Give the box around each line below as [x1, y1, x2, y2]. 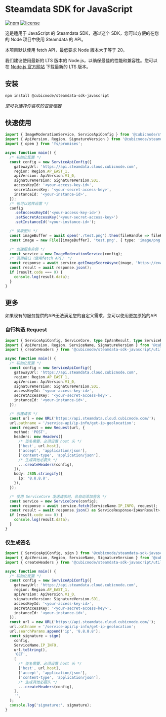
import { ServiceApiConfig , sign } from [5, 551, 90, 556]
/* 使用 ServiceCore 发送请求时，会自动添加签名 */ [9, 494, 107, 499]
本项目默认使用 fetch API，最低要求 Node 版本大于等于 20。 [5, 47, 127, 53]
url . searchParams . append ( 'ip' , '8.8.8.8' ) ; [9, 629, 100, 634]
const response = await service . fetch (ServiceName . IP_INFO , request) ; [9, 503, 158, 508]
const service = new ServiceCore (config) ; [9, 499, 98, 503]
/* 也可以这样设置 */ [9, 201, 49, 206]
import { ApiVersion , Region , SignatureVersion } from [5, 137, 121, 142]
